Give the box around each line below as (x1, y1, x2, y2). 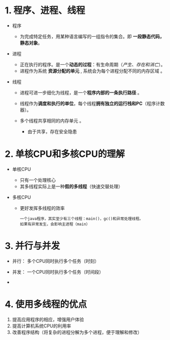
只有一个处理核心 (19, 177, 56, 183)
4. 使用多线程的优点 (5, 299, 87, 310)
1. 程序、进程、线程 (5, 5, 85, 16)
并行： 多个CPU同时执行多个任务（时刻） (12, 258, 100, 264)
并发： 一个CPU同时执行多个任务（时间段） (12, 269, 104, 275)
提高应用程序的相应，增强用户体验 (12, 316, 84, 322)
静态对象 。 (19, 39, 43, 46)
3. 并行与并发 (5, 240, 60, 252)
